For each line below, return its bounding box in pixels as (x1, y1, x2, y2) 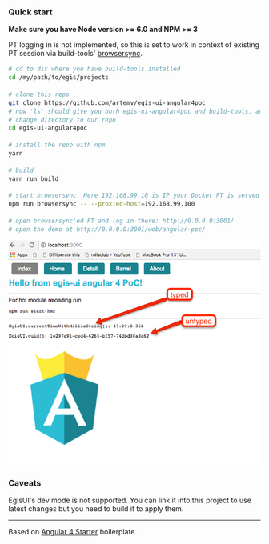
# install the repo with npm (8, 141, 106, 150)
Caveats (8, 477, 42, 488)
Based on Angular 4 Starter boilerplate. (8, 527, 138, 537)
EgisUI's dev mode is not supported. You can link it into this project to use (8, 495, 252, 506)
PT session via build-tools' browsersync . (8, 49, 143, 58)
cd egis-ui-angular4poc (8, 124, 88, 132)
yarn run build (8, 174, 59, 182)
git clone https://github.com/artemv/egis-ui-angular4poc (8, 98, 206, 106)
